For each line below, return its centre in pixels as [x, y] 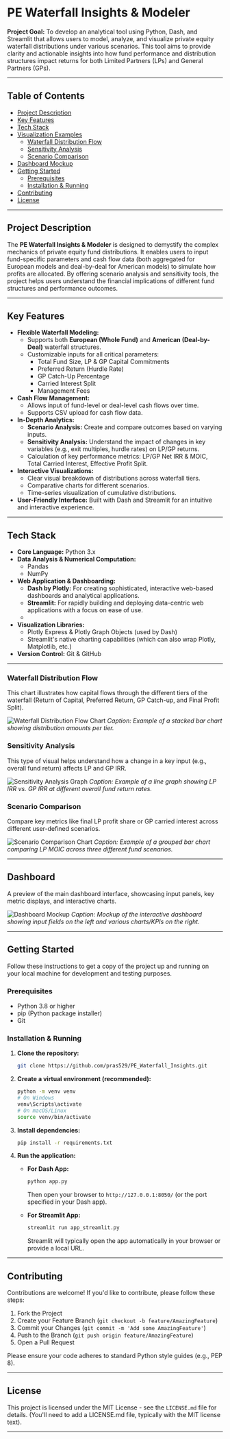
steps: [16, 1300]
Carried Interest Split [67, 384]
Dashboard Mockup [45, 163]
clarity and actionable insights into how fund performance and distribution [112, 53]
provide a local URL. [55, 1248]
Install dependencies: [49, 1130]
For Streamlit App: [54, 1216]
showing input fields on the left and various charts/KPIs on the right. [103, 921]
